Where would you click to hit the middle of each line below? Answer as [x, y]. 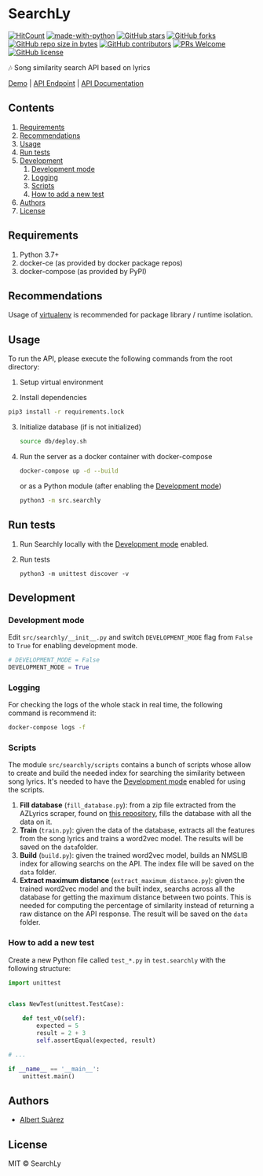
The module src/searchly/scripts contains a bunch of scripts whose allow [130, 765]
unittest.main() [49, 1076]
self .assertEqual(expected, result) [96, 1041]
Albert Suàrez [42, 1120]
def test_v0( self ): [54, 1018]
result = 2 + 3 [61, 1033]
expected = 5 [58, 1026]
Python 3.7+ [39, 254]
